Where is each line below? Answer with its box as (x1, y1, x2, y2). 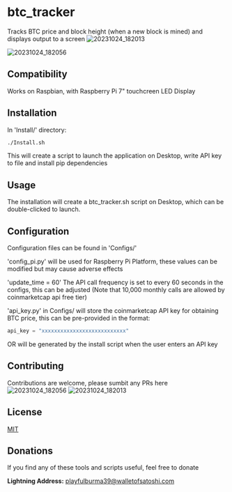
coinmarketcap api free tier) (7, 293, 87, 302)
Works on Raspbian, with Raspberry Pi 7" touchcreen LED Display (7, 86, 196, 95)
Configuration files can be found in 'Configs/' (7, 244, 137, 252)
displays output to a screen (7, 34, 86, 43)
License (7, 406, 42, 418)
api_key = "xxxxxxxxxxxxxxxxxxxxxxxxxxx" (7, 328, 130, 335)
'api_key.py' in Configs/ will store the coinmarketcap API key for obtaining (7, 307, 219, 315)
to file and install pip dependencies (7, 159, 108, 167)
